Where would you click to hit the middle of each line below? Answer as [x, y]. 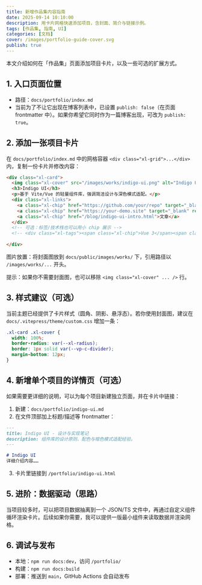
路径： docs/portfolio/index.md [54, 99]
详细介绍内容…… [23, 461]
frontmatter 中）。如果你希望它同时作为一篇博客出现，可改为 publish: [100, 114]
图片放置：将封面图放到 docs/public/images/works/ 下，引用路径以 [89, 257]
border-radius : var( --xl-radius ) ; [55, 343]
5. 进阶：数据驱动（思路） [54, 494]
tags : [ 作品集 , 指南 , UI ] [36, 29]
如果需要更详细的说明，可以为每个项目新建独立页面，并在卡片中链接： [93, 396]
